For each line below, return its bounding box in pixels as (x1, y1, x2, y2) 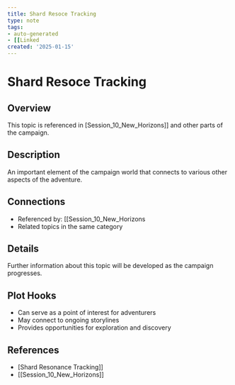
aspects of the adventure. (7, 175, 83, 184)
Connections (7, 196, 66, 208)
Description (7, 149, 60, 161)
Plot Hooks (7, 289, 57, 301)
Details (7, 242, 39, 255)
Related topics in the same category (17, 222, 123, 230)
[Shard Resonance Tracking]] (17, 363, 104, 372)
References (7, 344, 59, 356)
